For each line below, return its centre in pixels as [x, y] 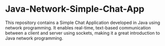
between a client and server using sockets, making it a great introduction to [83, 33]
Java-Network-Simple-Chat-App [75, 9]
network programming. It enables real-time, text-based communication [78, 27]
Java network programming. [34, 38]
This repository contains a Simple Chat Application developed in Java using [83, 23]
